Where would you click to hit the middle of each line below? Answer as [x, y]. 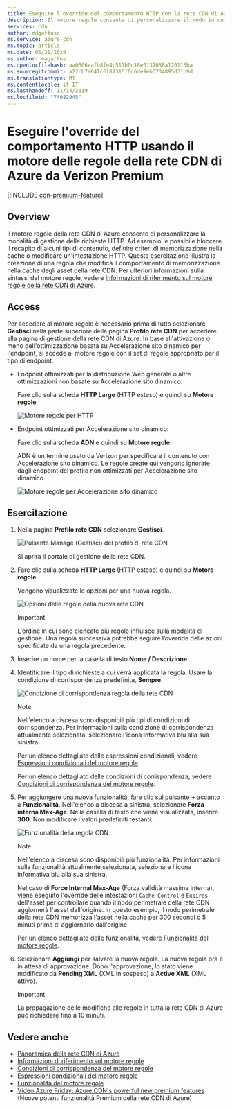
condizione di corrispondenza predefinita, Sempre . [90, 680]
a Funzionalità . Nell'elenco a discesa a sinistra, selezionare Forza [111, 805]
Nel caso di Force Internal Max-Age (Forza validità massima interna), [116, 888]
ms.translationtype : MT [41, 78]
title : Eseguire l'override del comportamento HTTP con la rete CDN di [112, 14]
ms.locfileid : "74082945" [44, 98]
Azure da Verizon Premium [86, 176]
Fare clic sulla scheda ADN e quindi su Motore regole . [94, 442]
